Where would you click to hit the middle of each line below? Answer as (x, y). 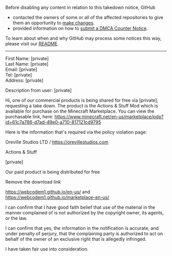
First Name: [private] (27, 58)
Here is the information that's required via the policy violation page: (76, 132)
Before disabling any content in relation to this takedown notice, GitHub (80, 7)
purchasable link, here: (29, 117)
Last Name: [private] (27, 64)
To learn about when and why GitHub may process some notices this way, (83, 38)
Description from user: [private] (39, 90)
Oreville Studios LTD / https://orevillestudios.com (57, 142)
